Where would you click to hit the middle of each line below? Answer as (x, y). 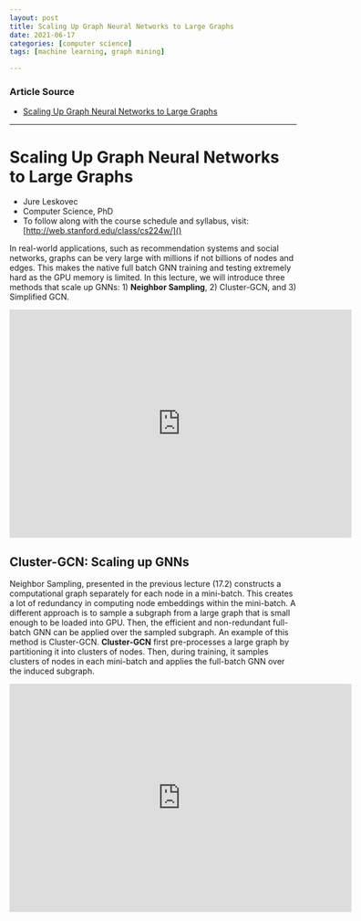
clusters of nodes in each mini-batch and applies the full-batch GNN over (147, 662)
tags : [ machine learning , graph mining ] (88, 52)
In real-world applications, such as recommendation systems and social (144, 248)
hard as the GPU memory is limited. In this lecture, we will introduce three (147, 277)
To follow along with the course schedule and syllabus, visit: (135, 221)
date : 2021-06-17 (42, 35)
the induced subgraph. (52, 671)
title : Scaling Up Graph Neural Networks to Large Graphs (122, 26)
